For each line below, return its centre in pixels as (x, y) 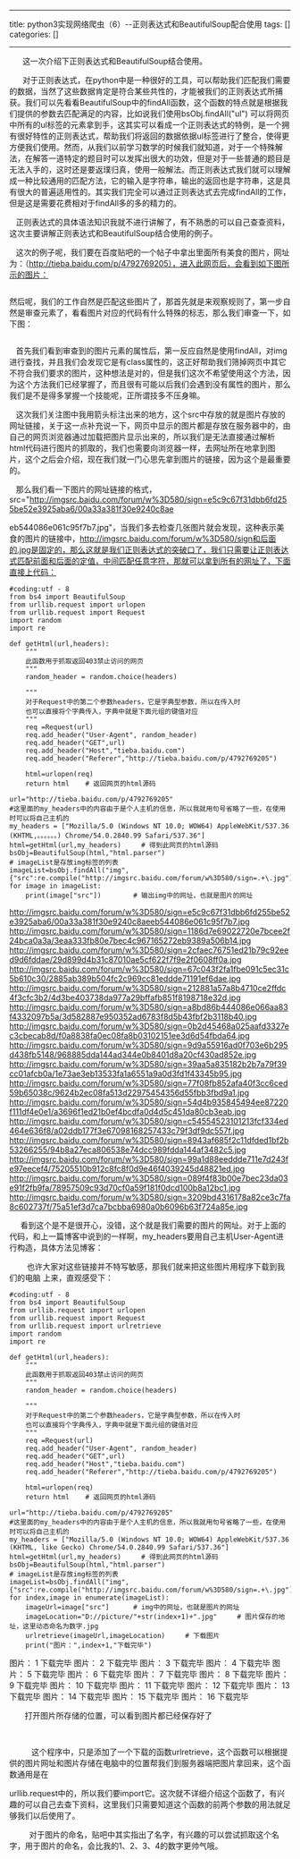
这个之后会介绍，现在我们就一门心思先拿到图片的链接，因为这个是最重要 (158, 459)
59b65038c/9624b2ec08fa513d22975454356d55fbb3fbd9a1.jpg (129, 1093)
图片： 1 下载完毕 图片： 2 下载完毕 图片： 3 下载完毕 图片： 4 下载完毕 (140, 1663)
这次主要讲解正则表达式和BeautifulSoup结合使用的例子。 (113, 233)
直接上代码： (33, 572)
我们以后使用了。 (48, 1816)
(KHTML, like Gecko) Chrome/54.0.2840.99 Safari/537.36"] (119, 1548)
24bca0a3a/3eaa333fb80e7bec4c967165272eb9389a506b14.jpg (130, 941)
